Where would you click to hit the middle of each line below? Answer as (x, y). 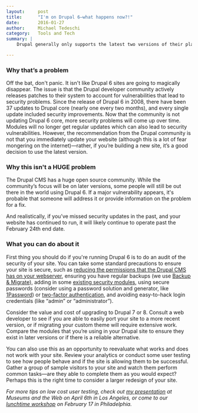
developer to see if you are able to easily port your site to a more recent (93, 318)
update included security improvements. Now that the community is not (93, 114)
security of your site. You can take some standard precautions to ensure (94, 263)
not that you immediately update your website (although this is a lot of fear (96, 140)
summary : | (19, 39)
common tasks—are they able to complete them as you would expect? (91, 374)
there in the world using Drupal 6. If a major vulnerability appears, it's (90, 193)
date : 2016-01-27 (35, 22)
